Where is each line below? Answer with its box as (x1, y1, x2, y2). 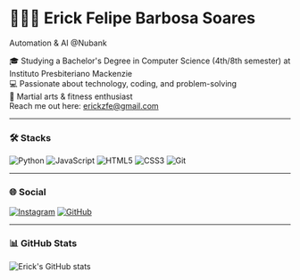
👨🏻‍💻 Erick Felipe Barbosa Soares (9, 8, 256, 29)
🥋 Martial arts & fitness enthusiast (9, 91, 133, 102)
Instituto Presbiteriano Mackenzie (9, 68, 132, 78)
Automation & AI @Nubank (9, 37, 107, 48)
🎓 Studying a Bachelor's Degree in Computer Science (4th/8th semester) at (9, 55, 291, 66)
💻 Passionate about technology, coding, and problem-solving (9, 78, 237, 88)
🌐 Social (9, 186, 46, 199)
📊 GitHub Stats (9, 237, 78, 250)
